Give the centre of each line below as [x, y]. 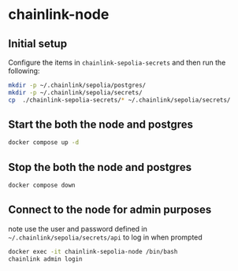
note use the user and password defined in [78, 228]
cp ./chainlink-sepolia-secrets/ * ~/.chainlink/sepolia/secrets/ [119, 100]
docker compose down [42, 186]
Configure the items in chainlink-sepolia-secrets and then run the [117, 62]
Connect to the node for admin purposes [110, 210]
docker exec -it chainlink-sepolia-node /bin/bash [93, 251]
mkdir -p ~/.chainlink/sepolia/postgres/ [77, 85]
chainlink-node [59, 15]
